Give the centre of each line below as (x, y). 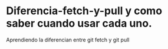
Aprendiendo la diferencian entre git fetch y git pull (68, 40)
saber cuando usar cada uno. (79, 23)
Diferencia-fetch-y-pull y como (84, 11)
